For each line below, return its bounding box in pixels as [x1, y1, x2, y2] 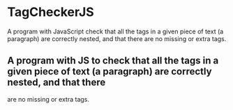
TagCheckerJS [7, 4, 94, 20]
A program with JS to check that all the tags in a [7, 55, 219, 67]
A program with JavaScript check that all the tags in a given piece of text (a [7, 27, 224, 36]
